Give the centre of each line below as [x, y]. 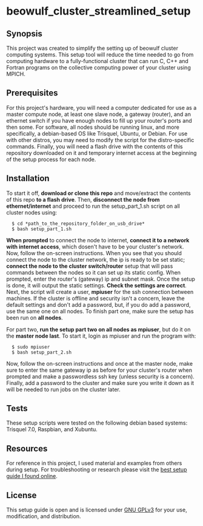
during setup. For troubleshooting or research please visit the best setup [97, 470]
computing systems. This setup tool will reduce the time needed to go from [100, 55]
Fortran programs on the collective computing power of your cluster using [98, 67]
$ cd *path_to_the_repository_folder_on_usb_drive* [78, 224]
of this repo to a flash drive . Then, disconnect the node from [83, 199]
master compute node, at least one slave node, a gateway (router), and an [98, 114]
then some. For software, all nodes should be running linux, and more [93, 127]
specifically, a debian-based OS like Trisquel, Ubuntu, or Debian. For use [97, 133]
